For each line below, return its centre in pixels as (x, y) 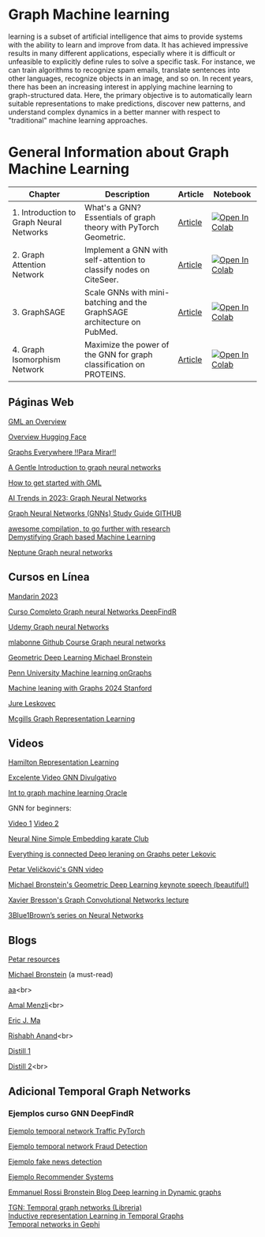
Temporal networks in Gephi (54, 1224)
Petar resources (34, 959)
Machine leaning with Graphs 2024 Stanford (80, 688)
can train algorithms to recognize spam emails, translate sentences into (124, 70)
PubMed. (101, 332)
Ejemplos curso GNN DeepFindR (71, 1114)
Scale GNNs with (116, 292)
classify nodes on (117, 269)
